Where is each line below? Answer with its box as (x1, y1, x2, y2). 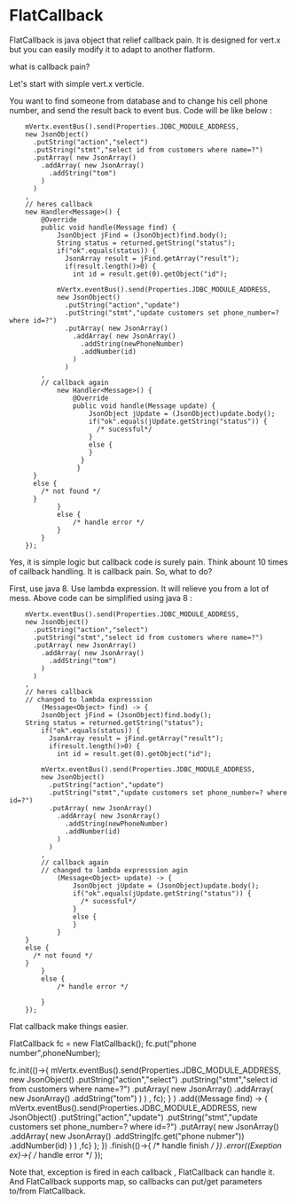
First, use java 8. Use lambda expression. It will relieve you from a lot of (9, 582, 270, 594)
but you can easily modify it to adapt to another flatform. (9, 43, 215, 54)
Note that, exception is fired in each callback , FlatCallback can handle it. (9, 1167, 275, 1177)
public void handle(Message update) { (72, 401, 216, 410)
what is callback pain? (9, 61, 90, 72)
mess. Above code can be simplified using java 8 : (9, 592, 192, 603)
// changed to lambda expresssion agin (41, 865, 189, 874)
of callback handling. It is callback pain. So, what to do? (9, 566, 213, 576)
